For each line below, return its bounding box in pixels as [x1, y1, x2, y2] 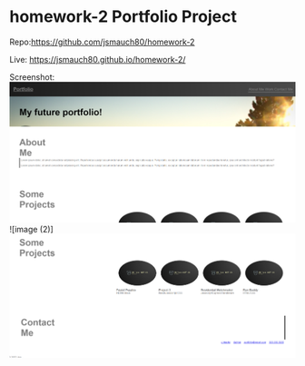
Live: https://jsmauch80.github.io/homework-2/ [9, 54, 186, 64]
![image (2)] [9, 224, 54, 235]
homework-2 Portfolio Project [9, 6, 238, 27]
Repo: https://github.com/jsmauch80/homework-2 [9, 36, 195, 47]
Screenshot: [9, 71, 55, 83]
